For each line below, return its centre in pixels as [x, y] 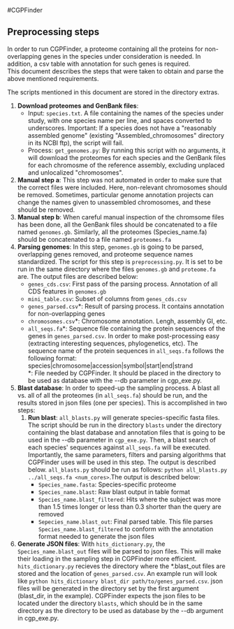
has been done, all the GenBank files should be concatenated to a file [117, 224]
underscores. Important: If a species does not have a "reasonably [122, 128]
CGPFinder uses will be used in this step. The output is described [122, 462]
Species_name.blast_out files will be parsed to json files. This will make [119, 551]
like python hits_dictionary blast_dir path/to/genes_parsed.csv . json [120, 581]
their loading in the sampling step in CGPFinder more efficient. [107, 558]
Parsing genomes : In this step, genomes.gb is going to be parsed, [110, 247]
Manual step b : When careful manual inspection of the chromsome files [121, 217]
